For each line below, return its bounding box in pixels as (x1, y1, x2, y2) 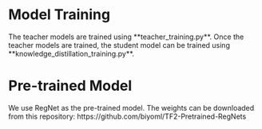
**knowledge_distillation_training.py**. (8, 49, 134, 58)
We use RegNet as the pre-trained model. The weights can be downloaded (8, 103, 255, 112)
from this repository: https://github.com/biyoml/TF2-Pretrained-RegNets (8, 111, 247, 121)
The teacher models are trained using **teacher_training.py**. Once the (8, 32, 244, 41)
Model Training (8, 6, 110, 24)
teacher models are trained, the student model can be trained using (8, 40, 230, 49)
